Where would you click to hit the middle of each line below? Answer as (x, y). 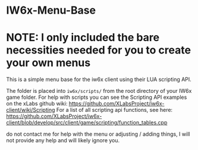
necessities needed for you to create (99, 50)
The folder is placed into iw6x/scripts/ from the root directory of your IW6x (99, 91)
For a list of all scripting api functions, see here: (114, 110)
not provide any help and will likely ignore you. (63, 140)
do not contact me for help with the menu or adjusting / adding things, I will (98, 134)
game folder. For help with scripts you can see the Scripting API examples (97, 97)
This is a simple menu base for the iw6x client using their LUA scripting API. (99, 79)
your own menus (48, 63)
